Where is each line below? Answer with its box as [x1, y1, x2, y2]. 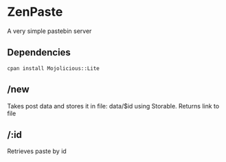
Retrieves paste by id [7, 147, 67, 155]
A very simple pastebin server [7, 27, 92, 35]
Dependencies [7, 47, 71, 58]
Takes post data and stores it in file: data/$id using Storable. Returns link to [7, 102, 220, 110]
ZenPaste [7, 4, 63, 20]
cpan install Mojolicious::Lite [7, 65, 100, 72]
